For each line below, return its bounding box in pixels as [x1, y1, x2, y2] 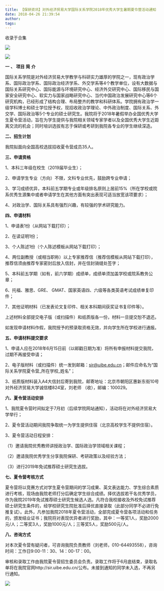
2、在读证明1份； [5, 233, 40, 239]
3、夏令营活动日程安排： [5, 432, 55, 439]
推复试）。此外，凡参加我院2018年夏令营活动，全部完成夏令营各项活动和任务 [5, 509, 158, 515]
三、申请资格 [5, 154, 31, 160]
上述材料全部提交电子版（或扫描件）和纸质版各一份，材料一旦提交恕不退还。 [5, 314, 159, 320]
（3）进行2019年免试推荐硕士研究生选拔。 [5, 464, 90, 469]
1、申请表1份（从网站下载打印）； [5, 223, 71, 229]
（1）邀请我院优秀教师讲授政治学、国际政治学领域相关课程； [5, 443, 127, 449]
